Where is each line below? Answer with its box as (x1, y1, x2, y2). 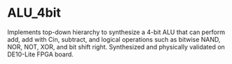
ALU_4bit (7, 5, 61, 21)
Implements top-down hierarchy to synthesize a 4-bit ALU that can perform (7, 28, 226, 36)
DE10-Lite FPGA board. (7, 50, 74, 58)
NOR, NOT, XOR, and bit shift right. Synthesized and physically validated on (7, 42, 226, 51)
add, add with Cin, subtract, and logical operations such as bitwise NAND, (7, 35, 221, 43)
